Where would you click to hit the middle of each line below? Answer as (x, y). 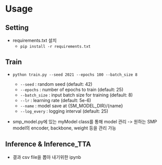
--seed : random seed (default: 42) (56, 84)
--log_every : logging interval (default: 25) (64, 111)
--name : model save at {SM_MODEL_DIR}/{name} (71, 106)
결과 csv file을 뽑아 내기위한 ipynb (47, 157)
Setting (17, 28)
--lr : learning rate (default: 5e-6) (55, 100)
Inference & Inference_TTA (48, 144)
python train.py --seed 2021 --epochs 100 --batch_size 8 (75, 75)
